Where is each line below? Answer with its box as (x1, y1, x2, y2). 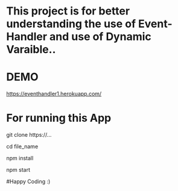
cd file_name (6, 143, 39, 150)
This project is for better (6, 4, 130, 18)
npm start (6, 166, 31, 174)
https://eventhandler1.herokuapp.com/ (6, 90, 102, 98)
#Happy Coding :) (6, 178, 51, 185)
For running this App (6, 111, 112, 125)
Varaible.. (6, 43, 56, 57)
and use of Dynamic (49, 30, 152, 43)
